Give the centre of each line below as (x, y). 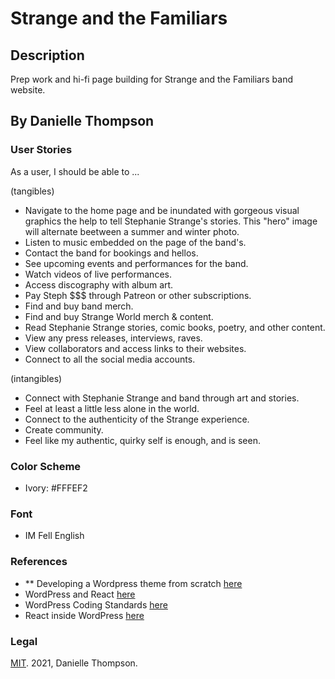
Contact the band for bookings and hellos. (111, 253)
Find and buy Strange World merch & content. (119, 316)
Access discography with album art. (99, 284)
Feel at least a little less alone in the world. (112, 408)
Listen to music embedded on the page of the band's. (135, 242)
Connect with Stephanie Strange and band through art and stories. (162, 398)
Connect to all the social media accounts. (110, 359)
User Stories (41, 150)
